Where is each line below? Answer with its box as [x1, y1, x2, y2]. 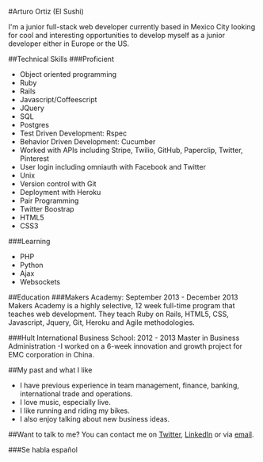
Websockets [19, 277, 61, 286]
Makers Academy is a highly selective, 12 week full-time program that [8, 301, 235, 310]
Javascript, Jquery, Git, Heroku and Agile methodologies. [8, 318, 196, 327]
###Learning [8, 237, 51, 246]
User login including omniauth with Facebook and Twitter [19, 162, 206, 171]
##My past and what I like [8, 365, 93, 375]
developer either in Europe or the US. [8, 39, 130, 48]
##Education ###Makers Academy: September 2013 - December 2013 [8, 292, 238, 302]
